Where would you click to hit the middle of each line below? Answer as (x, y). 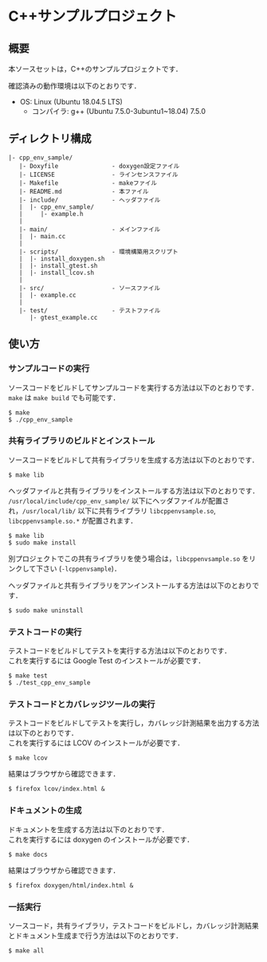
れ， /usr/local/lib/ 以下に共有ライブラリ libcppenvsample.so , (112, 510)
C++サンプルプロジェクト (92, 16)
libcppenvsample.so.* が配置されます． (73, 520)
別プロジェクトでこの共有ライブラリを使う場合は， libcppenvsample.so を (129, 558)
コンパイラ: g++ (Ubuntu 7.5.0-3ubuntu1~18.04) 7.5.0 (118, 111)
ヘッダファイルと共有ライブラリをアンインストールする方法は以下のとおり (130, 585)
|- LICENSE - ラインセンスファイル (98, 175)
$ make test (28, 676)
